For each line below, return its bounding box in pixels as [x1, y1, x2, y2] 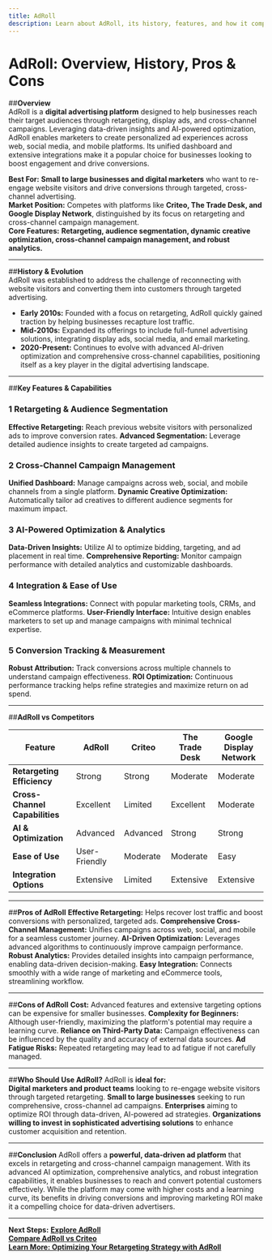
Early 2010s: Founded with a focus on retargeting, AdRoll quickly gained [19, 308, 263, 318]
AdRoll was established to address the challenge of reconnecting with [8, 275, 241, 285]
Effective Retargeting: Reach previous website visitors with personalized [8, 422, 253, 432]
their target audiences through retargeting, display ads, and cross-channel [8, 115, 257, 126]
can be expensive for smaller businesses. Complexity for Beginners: [8, 1008, 239, 1018]
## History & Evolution [8, 267, 83, 277]
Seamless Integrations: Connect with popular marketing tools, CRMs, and [8, 598, 257, 608]
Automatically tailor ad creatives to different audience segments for [8, 496, 233, 505]
